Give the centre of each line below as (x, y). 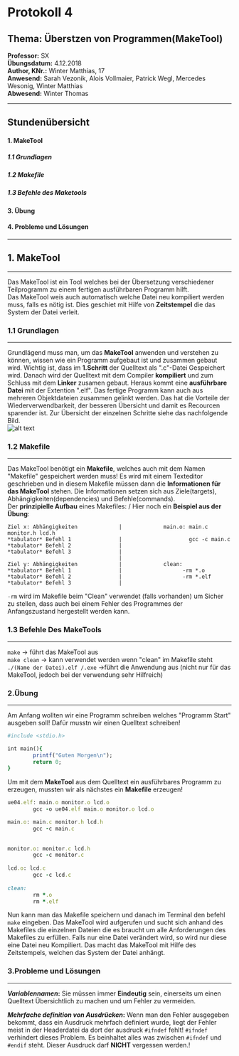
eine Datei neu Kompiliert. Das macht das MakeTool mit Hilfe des (102, 945)
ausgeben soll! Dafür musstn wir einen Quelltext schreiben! (94, 722)
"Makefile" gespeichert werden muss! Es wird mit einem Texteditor (105, 476)
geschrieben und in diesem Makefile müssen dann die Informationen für (114, 484)
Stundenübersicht (49, 123)
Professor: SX (28, 55)
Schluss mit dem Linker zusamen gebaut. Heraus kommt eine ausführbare (117, 383)
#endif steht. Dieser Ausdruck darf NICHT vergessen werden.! (99, 1045)
